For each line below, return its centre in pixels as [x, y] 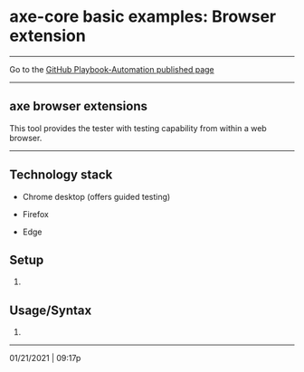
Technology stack [61, 175]
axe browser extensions [78, 106]
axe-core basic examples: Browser [143, 17]
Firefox [36, 214]
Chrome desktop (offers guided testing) [96, 196]
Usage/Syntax [51, 310]
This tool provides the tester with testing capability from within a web [138, 128]
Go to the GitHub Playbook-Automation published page [112, 69]
